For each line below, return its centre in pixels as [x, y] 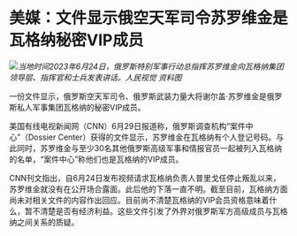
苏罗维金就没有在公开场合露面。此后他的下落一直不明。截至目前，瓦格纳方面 [148, 189]
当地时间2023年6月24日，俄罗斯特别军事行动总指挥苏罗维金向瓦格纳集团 [151, 66]
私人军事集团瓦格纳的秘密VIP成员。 [81, 107]
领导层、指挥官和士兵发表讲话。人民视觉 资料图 [95, 77]
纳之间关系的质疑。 [44, 222]
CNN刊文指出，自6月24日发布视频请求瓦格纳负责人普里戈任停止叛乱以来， [145, 178]
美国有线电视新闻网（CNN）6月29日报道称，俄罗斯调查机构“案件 [127, 126]
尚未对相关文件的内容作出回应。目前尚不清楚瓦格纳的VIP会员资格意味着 [139, 200]
